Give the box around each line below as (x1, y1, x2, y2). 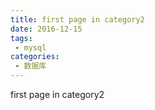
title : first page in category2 (10, 14, 145, 25)
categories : (10, 52, 60, 62)
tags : (10, 33, 33, 43)
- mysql (14, 42, 47, 53)
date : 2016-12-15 (10, 24, 83, 34)
